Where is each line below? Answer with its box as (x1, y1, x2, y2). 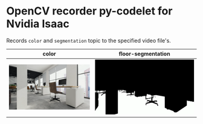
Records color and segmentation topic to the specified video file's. (6, 37, 171, 44)
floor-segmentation (118, 50, 170, 58)
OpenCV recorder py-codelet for (6, 4, 173, 18)
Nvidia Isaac (6, 17, 69, 31)
